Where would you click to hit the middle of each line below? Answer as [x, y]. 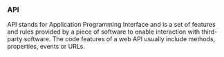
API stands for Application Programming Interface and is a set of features [111, 25]
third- [209, 32]
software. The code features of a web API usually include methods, [120, 39]
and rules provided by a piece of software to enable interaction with [104, 32]
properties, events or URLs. [46, 47]
